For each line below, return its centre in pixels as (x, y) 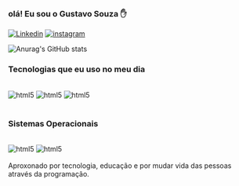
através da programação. (49, 173)
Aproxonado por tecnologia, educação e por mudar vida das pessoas (120, 166)
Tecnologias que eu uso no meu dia (77, 69)
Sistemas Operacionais (53, 123)
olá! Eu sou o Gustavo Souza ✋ (67, 13)
